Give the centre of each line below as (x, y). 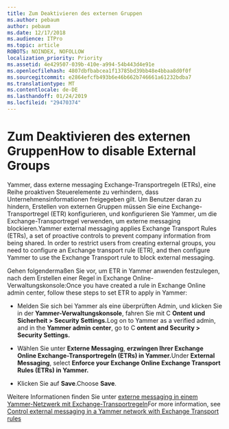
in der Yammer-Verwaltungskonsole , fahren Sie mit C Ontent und (111, 313)
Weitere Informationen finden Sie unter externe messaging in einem (103, 396)
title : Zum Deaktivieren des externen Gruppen (75, 13)
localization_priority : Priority (55, 58)
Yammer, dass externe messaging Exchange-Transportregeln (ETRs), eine (111, 184)
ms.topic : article (33, 45)
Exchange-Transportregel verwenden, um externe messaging (94, 221)
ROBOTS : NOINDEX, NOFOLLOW (46, 52)
